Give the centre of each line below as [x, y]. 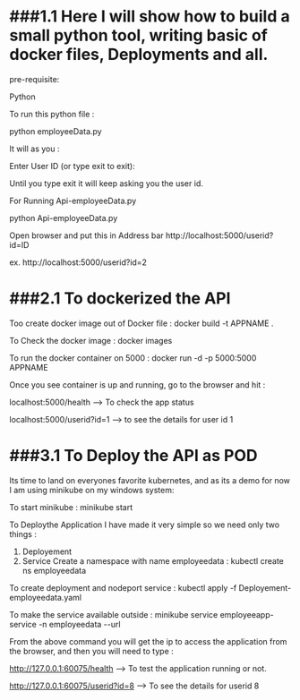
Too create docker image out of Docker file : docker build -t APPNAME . [141, 323]
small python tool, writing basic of [139, 35]
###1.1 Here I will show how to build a [150, 17]
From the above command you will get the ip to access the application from [148, 641]
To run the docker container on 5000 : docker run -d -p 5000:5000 [133, 358]
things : [23, 534]
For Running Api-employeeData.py [73, 201]
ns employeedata [54, 570]
